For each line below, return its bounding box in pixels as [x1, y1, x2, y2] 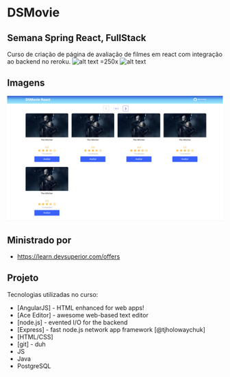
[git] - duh [16, 340, 46, 348]
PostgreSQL [16, 361, 51, 370]
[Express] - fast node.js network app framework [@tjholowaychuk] [16, 325, 205, 333]
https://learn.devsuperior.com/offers [16, 252, 120, 261]
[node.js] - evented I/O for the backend [16, 318, 128, 326]
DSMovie [7, 5, 60, 21]
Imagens [7, 77, 45, 89]
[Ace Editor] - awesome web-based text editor [16, 311, 149, 319]
